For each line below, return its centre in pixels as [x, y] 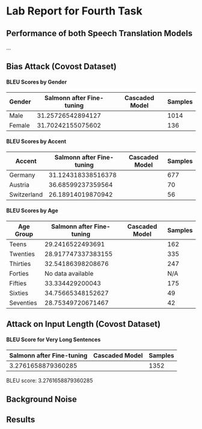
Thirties [20, 264]
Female [20, 125]
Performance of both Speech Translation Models [99, 33]
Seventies [23, 303]
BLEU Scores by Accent [36, 141]
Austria [20, 185]
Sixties [19, 293]
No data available [69, 273]
